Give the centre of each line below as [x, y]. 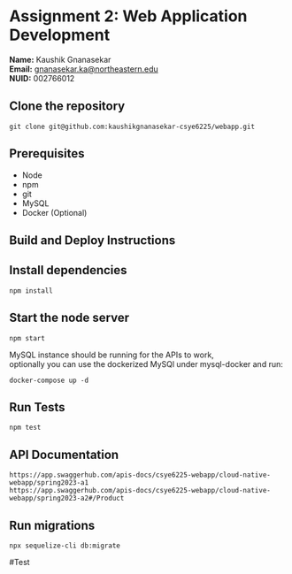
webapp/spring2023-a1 [49, 483]
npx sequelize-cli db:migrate [65, 546]
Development [60, 35]
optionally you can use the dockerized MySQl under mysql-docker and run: [146, 364]
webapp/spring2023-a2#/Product [67, 498]
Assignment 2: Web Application [128, 16]
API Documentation [64, 454]
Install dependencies [68, 270]
